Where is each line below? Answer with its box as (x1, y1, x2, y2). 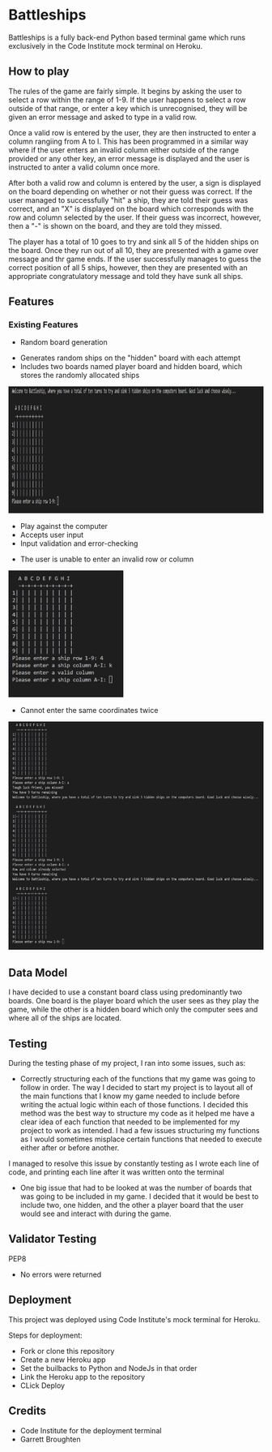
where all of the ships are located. (8, 1013, 122, 1023)
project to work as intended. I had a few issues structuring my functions (19, 1126, 261, 1136)
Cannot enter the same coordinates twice (19, 706, 159, 715)
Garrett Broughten (19, 1434, 81, 1444)
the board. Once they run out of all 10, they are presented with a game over (8, 245, 259, 255)
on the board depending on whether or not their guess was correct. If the (8, 187, 253, 196)
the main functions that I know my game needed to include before (19, 1091, 240, 1101)
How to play (8, 65, 70, 79)
